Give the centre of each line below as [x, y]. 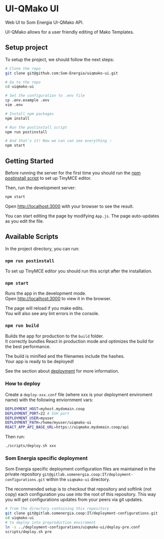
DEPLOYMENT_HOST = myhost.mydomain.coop [45, 409]
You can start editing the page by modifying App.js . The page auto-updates [82, 216]
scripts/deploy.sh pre [28, 532]
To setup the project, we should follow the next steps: [60, 59]
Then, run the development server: [41, 188]
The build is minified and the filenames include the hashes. [65, 356]
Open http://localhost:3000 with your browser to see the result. [70, 206]
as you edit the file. [25, 221]
